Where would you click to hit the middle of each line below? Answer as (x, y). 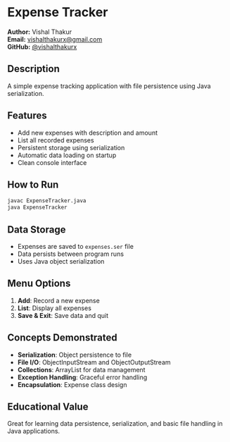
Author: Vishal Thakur (40, 32)
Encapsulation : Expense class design (72, 384)
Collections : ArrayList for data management (81, 369)
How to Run (33, 184)
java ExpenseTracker (38, 208)
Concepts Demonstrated (62, 338)
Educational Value (48, 406)
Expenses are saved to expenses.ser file (75, 246)
